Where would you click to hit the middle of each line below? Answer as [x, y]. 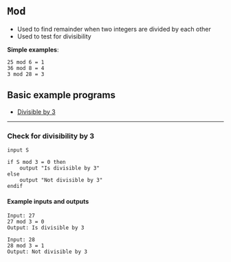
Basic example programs [61, 95]
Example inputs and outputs [48, 201]
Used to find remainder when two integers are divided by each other [114, 29]
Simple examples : [33, 49]
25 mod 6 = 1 [26, 62]
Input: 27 [21, 216]
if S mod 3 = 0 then [37, 163]
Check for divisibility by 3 [51, 136]
